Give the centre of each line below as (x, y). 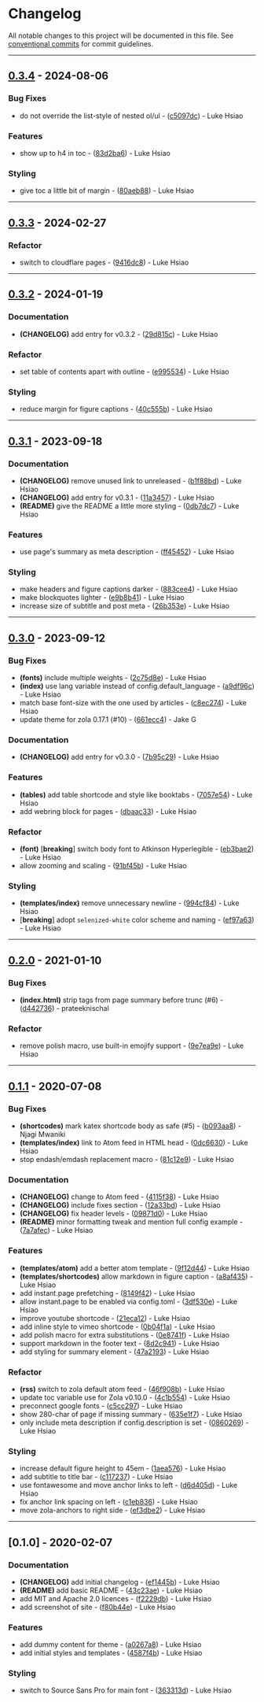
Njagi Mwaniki (42, 1134)
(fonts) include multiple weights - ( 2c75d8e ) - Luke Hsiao (113, 678)
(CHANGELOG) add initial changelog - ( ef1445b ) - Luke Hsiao (119, 1582)
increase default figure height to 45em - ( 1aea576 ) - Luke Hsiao (123, 1468)
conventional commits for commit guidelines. (81, 43)
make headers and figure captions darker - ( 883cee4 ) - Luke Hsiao (128, 589)
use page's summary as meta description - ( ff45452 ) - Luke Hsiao (126, 552)
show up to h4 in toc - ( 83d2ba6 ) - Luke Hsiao (95, 153)
